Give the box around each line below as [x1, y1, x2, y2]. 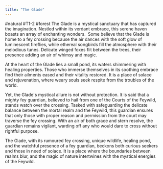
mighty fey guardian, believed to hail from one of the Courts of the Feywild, [5, 97, 157, 103]
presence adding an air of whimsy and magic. [5, 52, 97, 58]
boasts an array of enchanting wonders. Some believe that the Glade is [5, 31, 149, 37]
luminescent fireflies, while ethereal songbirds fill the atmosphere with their [5, 41, 157, 47]
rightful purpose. [5, 128, 39, 134]
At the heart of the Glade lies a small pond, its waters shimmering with [5, 61, 146, 67]
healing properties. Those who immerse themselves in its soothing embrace [5, 67, 158, 72]
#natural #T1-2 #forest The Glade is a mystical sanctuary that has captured [5, 21, 157, 26]
